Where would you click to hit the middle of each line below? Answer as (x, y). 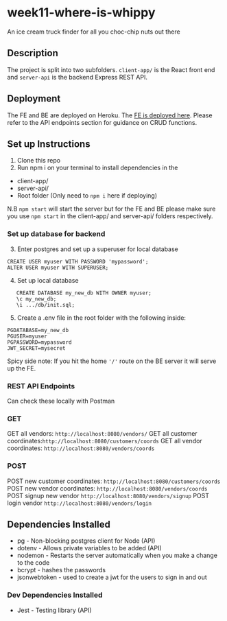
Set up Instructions (49, 144)
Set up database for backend (56, 234)
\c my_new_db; (36, 299)
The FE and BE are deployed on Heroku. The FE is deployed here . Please (110, 115)
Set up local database (48, 280)
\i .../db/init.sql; (46, 305)
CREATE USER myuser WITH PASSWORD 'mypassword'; (78, 261)
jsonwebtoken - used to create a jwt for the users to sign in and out (112, 577)
